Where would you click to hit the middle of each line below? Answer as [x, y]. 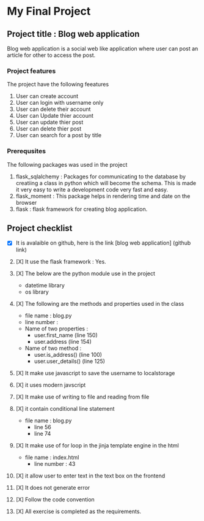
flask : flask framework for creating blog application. [82, 209]
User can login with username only [60, 103]
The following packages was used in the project [67, 164]
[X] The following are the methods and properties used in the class [100, 304]
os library [37, 292]
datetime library [45, 286]
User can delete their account [53, 109]
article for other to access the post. [51, 55]
